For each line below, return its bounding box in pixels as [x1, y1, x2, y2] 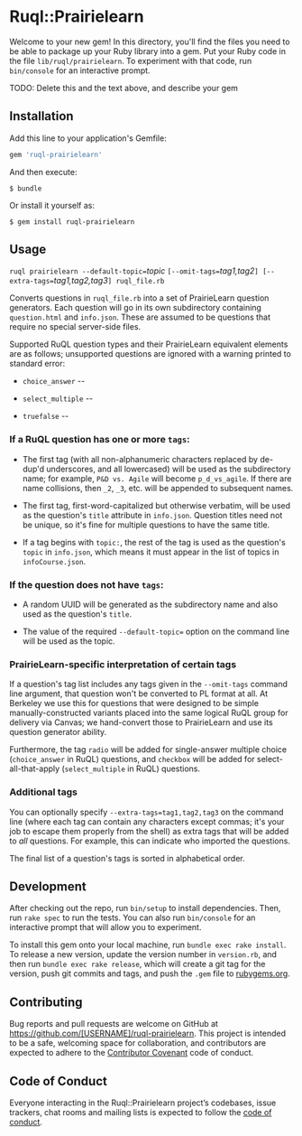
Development [9, 879, 87, 895]
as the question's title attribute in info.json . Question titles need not [22, 509, 283, 520]
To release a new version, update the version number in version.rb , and [9, 949, 278, 960]
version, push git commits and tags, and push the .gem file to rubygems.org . [9, 968, 291, 979]
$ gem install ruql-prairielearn [9, 217, 135, 227]
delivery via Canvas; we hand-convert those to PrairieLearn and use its [9, 717, 273, 728]
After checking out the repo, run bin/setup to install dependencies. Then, [9, 903, 281, 914]
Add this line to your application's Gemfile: [9, 133, 167, 144]
